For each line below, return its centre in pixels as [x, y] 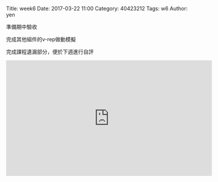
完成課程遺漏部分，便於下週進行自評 [50, 52]
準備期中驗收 [21, 27]
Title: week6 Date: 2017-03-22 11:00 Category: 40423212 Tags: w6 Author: [97, 9]
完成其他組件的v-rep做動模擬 [41, 39]
